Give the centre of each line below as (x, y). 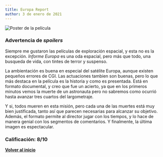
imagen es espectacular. (30, 126)
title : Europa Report (27, 9)
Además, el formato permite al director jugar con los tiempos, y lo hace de (80, 116)
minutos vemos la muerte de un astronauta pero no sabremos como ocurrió (81, 91)
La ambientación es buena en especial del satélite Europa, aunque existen (79, 70)
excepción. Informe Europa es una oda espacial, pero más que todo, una (78, 56)
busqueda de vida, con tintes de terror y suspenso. (56, 61)
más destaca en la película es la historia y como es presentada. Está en (77, 81)
